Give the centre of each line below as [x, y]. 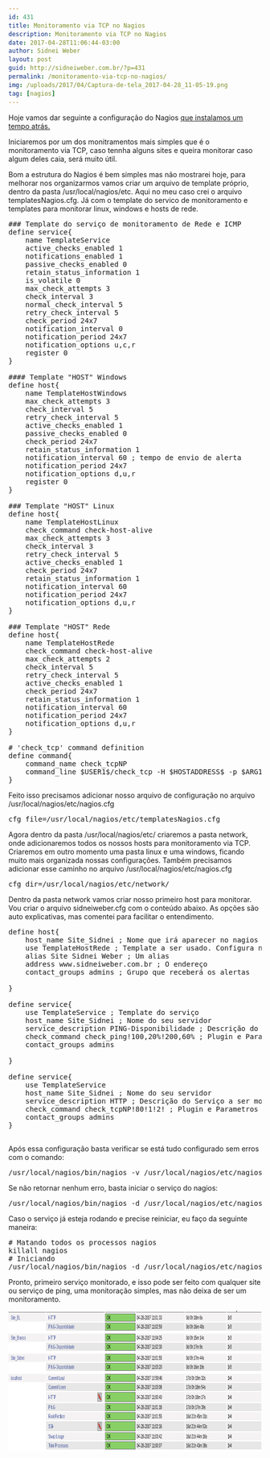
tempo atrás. [29, 126]
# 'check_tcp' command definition [76, 748]
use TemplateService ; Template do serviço [112, 1012]
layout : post [30, 60]
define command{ [40, 756]
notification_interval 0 [74, 329]
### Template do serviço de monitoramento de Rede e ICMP [125, 224]
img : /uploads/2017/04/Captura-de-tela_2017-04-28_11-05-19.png [118, 85]
